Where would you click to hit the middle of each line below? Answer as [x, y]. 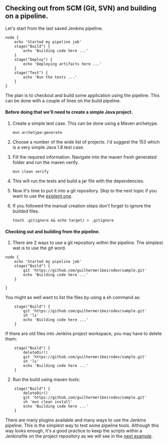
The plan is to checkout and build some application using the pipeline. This [82, 95]
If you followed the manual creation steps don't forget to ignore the [82, 206]
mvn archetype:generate [37, 133]
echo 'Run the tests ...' [50, 77]
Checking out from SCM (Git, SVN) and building [81, 8]
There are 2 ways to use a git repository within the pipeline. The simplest [88, 243]
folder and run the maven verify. [46, 163]
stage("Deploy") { [33, 59]
